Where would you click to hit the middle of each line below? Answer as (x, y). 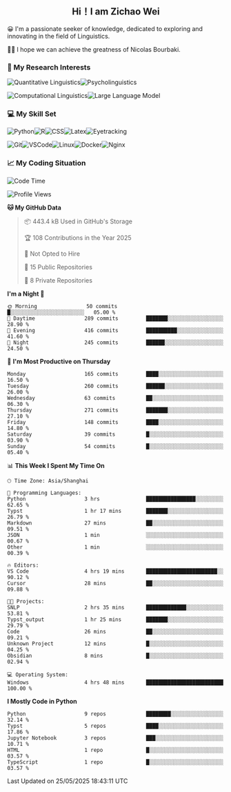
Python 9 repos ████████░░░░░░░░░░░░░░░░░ (115, 714)
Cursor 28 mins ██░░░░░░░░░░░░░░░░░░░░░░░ (115, 583)
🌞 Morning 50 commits (62, 306)
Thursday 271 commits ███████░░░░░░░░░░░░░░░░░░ (115, 410)
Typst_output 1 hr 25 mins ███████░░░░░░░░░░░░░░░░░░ (115, 619)
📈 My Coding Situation (47, 163)
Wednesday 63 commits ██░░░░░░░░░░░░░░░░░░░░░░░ (115, 398)
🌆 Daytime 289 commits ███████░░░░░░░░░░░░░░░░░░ (115, 318)
